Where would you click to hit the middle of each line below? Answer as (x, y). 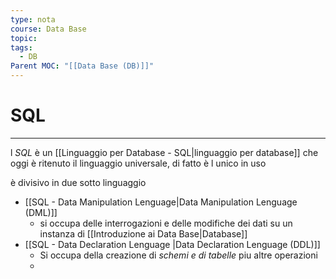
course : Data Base (48, 29)
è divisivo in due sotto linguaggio (78, 182)
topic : (24, 38)
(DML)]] (41, 212)
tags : (21, 47)
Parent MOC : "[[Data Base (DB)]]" (82, 66)
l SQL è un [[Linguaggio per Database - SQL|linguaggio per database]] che (164, 152)
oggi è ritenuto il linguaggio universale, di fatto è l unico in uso (138, 163)
